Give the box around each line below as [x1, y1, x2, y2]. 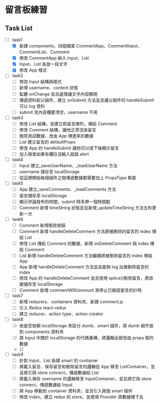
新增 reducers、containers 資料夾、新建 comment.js [19, 299, 123, 305]
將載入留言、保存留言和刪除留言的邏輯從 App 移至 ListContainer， [19, 363, 151, 369]
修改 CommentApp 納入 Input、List [19, 55, 89, 61]
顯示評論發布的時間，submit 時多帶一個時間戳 [19, 198, 110, 204]
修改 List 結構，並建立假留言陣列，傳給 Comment [19, 121, 117, 127]
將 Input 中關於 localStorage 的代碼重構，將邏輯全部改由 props [19, 335, 144, 340]
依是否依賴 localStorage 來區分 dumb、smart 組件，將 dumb [19, 323, 140, 328]
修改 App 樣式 [19, 67, 47, 73]
